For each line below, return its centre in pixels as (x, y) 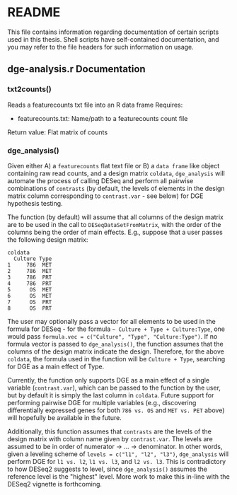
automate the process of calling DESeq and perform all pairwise (100, 180)
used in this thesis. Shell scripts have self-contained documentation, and (113, 39)
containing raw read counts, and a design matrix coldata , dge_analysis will (116, 173)
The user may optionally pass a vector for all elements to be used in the (111, 321)
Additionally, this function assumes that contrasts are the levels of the (110, 431)
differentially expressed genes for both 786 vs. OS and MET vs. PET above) (116, 410)
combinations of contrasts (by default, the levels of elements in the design (116, 188)
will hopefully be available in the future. (64, 417)
